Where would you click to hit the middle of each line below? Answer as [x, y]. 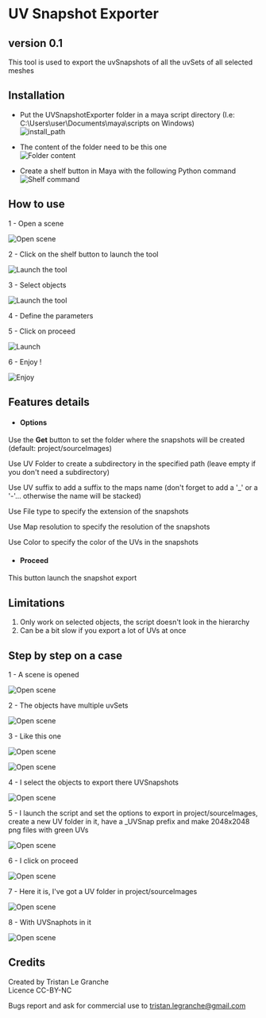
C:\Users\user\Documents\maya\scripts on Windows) [107, 123]
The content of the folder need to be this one [93, 147]
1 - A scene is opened [44, 675]
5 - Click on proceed [42, 331]
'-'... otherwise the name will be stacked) [75, 496]
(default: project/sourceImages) [60, 449]
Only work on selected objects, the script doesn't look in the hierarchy [135, 622]
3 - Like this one [35, 736]
